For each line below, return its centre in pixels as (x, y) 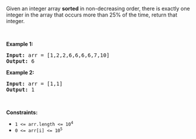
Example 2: (20, 72)
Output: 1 (20, 90)
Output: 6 (20, 61)
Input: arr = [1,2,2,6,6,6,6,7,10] (58, 55)
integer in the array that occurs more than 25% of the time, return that (92, 15)
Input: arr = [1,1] (34, 84)
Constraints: (22, 112)
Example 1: (20, 44)
